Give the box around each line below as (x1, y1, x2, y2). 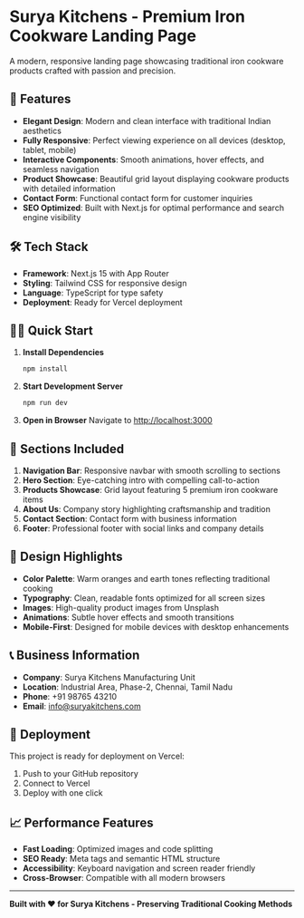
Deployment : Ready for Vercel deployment (22, 296, 183, 307)
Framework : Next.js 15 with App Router (22, 267, 169, 278)
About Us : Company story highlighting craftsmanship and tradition (22, 503, 271, 514)
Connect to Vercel (22, 778, 90, 789)
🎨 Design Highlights (9, 549, 123, 565)
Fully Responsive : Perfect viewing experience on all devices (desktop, (22, 134, 287, 146)
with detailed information (22, 183, 116, 194)
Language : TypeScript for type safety (22, 287, 164, 298)
